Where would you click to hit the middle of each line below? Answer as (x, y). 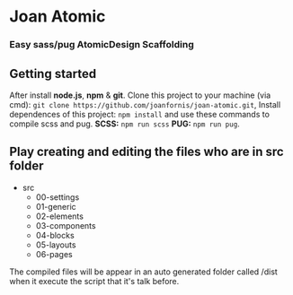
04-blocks (55, 235)
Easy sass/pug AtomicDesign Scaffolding (102, 45)
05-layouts (56, 245)
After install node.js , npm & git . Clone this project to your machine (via (140, 95)
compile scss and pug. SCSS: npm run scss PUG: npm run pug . (124, 124)
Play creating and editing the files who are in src (147, 152)
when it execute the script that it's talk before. (94, 281)
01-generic (56, 206)
